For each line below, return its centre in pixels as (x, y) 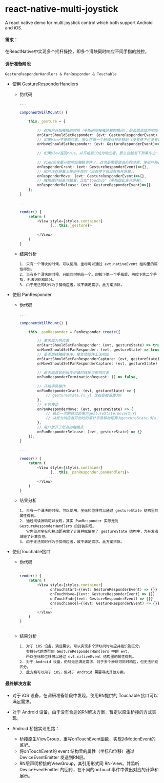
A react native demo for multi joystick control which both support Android (79, 23)
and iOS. (14, 27)
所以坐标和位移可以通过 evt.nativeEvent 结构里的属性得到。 (81, 657)
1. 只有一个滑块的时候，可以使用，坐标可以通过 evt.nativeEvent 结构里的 (87, 264)
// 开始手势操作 (51, 386)
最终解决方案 (18, 684)
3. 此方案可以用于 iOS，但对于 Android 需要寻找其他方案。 (73, 672)
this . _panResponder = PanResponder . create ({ (74, 332)
